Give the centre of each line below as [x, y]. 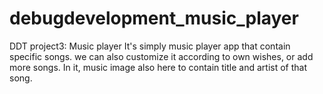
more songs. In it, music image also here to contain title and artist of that [158, 67]
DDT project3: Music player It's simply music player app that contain [150, 46]
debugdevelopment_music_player [154, 18]
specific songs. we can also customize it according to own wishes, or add [161, 56]
